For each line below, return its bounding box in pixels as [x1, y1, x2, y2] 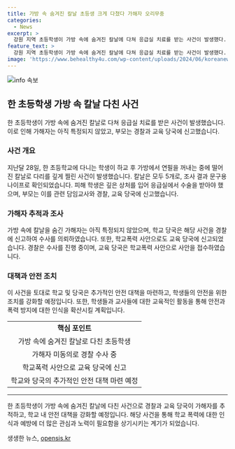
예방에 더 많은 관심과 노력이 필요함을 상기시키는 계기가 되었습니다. [20, 419, 199, 427]
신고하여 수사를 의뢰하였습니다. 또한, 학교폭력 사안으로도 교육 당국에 [14, 235, 199, 243]
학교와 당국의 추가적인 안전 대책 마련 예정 [10, 376, 138, 385]
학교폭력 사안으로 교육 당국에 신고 [22, 363, 127, 373]
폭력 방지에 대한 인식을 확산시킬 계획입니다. [7, 306, 125, 315]
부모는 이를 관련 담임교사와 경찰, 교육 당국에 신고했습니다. [22, 190, 179, 198]
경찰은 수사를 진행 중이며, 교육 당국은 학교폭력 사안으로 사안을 [27, 243, 196, 252]
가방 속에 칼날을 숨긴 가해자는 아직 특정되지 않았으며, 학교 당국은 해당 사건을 [7, 226, 215, 234]
